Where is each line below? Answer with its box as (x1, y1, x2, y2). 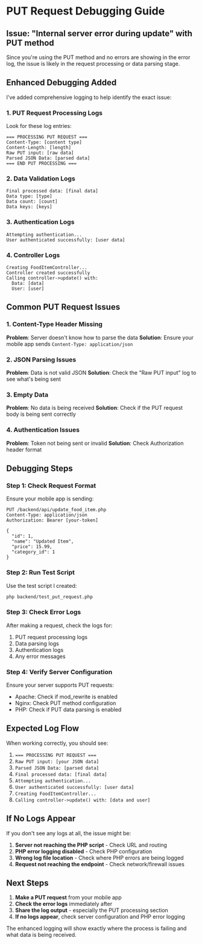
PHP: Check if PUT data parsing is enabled (14, 706, 122, 713)
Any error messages (14, 652, 66, 660)
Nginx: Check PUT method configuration (14, 700, 116, 707)
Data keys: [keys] (6, 204, 52, 210)
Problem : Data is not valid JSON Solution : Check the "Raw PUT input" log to (6, 369, 197, 376)
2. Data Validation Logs (6, 174, 75, 183)
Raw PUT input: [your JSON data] (14, 759, 99, 765)
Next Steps (6, 878, 49, 888)
